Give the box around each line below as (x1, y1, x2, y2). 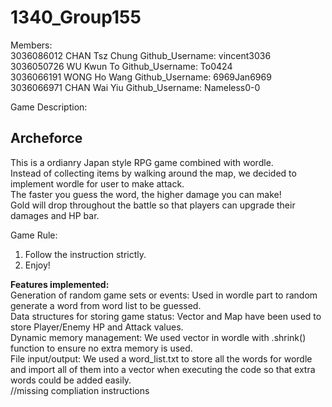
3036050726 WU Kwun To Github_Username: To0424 (10, 60, 233, 72)
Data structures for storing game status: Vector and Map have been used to (10, 310, 322, 322)
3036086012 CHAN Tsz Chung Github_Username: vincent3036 (10, 49, 272, 61)
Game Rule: (10, 229, 58, 241)
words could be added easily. (10, 374, 132, 386)
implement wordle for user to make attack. (10, 177, 185, 190)
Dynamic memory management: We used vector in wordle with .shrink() (10, 331, 307, 343)
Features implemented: (10, 278, 110, 290)
